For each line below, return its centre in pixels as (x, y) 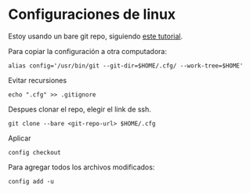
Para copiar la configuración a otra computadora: (87, 51)
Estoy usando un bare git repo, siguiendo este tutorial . (95, 36)
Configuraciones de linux (92, 15)
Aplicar (20, 138)
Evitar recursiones (38, 80)
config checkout (34, 152)
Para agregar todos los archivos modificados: (82, 167)
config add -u (31, 181)
